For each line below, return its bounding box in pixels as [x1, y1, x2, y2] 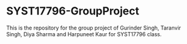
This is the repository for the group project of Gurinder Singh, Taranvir [6, 24, 182, 31]
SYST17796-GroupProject [6, 4, 140, 18]
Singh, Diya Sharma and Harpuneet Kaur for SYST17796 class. [6, 30, 162, 37]
